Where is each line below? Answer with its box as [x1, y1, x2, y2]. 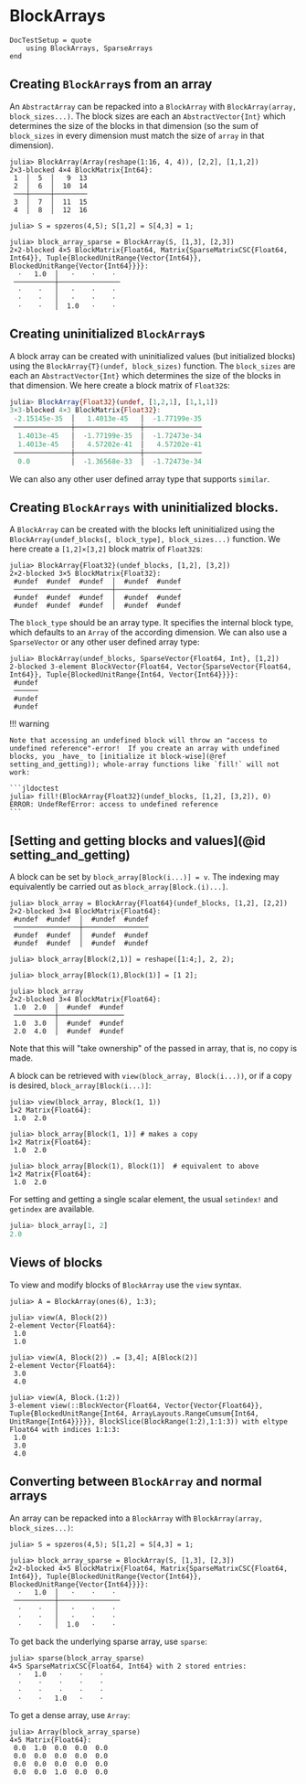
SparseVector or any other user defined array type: [9, 636, 200, 647]
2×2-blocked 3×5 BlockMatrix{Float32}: [9, 569, 162, 579]
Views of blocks [9, 1255, 103, 1271]
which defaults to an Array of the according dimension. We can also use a [9, 627, 288, 638]
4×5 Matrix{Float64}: [9, 1735, 92, 1745]
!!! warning [9, 719, 50, 730]
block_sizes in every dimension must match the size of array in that [9, 130, 265, 141]
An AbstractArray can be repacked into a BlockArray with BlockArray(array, [9, 101, 297, 112]
